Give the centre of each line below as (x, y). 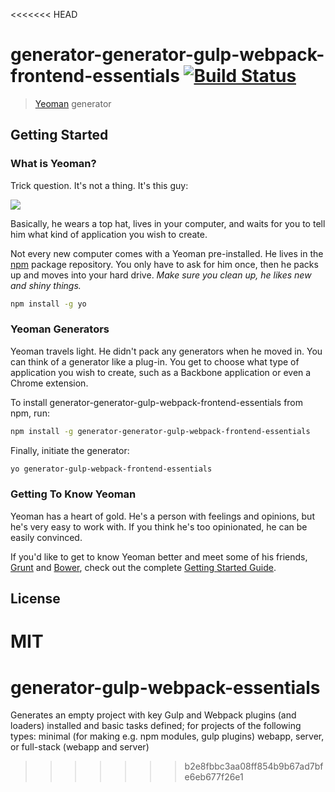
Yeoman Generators (60, 329)
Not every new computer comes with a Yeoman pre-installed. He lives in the (167, 253)
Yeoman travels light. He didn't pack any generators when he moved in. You (166, 351)
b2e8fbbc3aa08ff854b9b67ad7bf (254, 766)
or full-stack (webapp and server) (80, 747)
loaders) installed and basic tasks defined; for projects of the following (156, 726)
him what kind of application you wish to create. (109, 234)
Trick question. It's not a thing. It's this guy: (99, 185)
